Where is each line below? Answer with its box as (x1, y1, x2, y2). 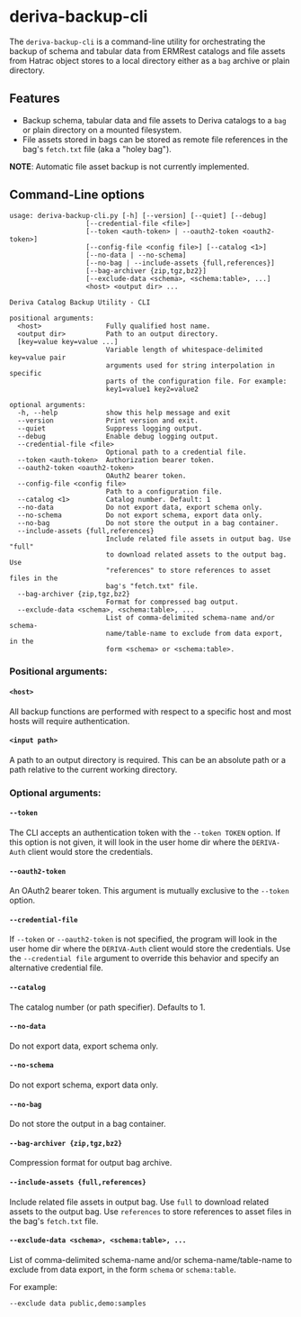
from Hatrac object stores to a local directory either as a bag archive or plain (9, 55, 290, 66)
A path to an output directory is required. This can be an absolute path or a (9, 754, 286, 765)
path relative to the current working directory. (9, 764, 178, 775)
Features (9, 91, 60, 106)
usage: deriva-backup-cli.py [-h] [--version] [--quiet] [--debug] (9, 211, 268, 220)
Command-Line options (9, 187, 146, 203)
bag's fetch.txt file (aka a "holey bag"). (22, 143, 173, 154)
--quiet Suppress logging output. (17, 423, 203, 433)
